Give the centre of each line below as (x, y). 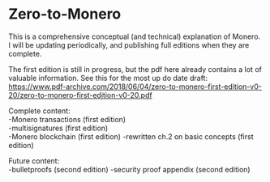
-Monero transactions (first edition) (67, 119)
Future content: (34, 161)
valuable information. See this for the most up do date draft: (108, 78)
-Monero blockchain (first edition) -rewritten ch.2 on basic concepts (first (131, 136)
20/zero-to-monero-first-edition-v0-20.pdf (80, 95)
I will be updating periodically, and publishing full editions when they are (129, 44)
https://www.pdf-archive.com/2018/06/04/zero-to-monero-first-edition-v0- (135, 87)
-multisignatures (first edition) (58, 128)
